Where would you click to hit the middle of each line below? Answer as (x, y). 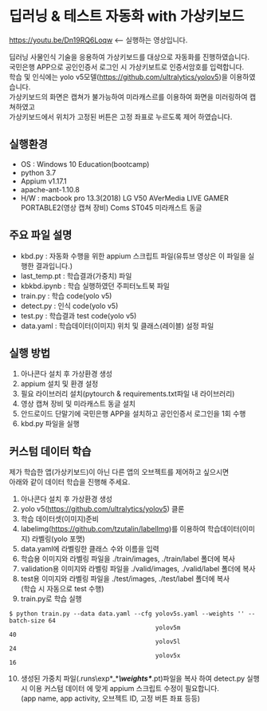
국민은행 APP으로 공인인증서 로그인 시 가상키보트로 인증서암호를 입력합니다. (127, 67)
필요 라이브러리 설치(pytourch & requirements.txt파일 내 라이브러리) (128, 394)
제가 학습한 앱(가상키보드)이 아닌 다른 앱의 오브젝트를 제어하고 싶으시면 (119, 472)
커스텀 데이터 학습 (50, 451)
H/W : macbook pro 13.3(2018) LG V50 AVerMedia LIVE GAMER (125, 198)
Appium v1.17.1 (43, 181)
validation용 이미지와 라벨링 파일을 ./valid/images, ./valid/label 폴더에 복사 (138, 569)
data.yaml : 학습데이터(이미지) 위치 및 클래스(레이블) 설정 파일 (117, 326)
